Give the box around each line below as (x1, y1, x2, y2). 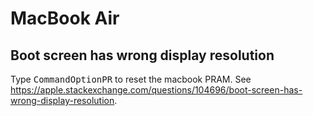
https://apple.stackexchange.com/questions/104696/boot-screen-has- (10, 84, 303, 96)
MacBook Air (10, 7, 120, 30)
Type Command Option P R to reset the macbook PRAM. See (10, 73, 252, 85)
